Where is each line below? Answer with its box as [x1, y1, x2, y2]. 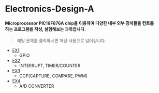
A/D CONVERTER [19, 83, 54, 89]
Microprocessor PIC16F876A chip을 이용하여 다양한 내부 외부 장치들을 [5, 20, 142, 26]
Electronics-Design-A [5, 3, 94, 14]
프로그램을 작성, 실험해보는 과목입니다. [14, 26, 86, 32]
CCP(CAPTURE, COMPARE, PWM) [19, 73, 88, 79]
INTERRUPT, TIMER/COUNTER [19, 63, 81, 68]
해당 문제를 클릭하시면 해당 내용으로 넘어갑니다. [16, 38, 106, 44]
